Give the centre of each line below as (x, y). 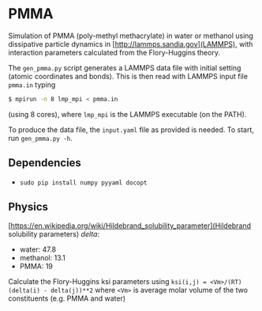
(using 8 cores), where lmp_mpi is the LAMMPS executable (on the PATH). (127, 114)
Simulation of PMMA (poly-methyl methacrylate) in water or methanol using (131, 36)
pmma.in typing (32, 85)
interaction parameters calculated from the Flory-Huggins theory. (114, 52)
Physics (28, 207)
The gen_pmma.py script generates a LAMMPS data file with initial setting (125, 67)
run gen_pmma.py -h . (41, 138)
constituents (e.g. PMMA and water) (67, 298)
